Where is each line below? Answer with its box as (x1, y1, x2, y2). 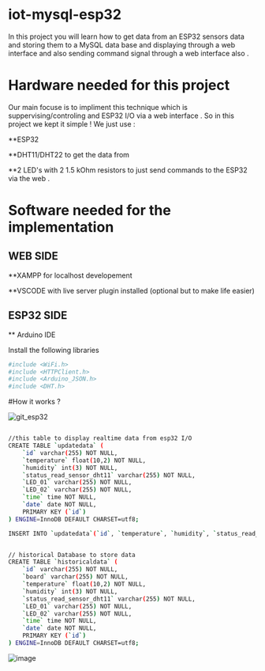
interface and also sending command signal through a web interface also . (8, 48, 249, 58)
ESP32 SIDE (8, 309, 68, 322)
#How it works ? (8, 397, 61, 407)
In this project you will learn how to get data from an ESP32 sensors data (8, 32, 244, 41)
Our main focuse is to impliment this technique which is (8, 102, 188, 112)
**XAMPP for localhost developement (8, 271, 132, 280)
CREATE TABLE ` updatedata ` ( (8, 442, 104, 450)
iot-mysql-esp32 (8, 6, 122, 24)
